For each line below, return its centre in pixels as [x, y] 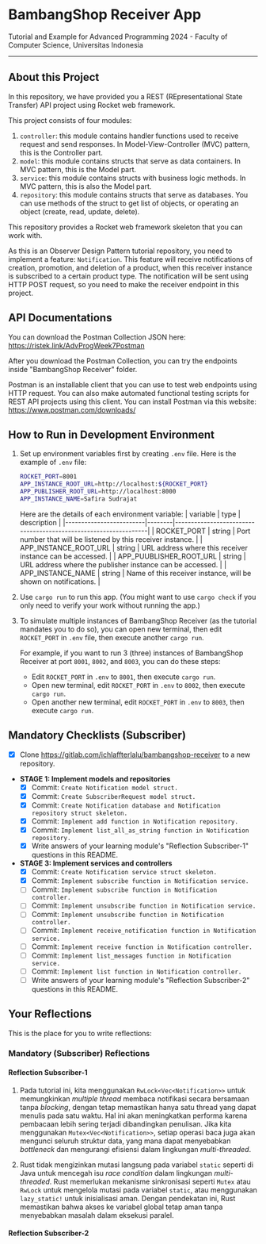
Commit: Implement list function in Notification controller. [137, 971]
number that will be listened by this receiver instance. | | [111, 539]
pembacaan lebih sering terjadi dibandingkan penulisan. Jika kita [125, 1123]
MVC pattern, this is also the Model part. [85, 186]
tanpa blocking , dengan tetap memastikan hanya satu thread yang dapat [138, 1107]
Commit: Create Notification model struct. [104, 787]
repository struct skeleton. [80, 813]
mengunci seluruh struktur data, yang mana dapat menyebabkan [125, 1141]
